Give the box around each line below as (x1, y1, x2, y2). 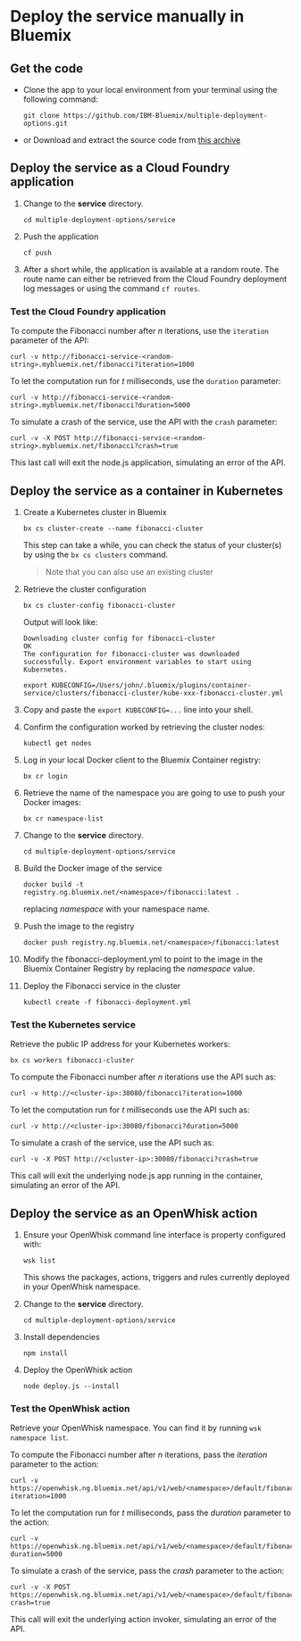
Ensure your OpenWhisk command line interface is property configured (22, 1229, 287, 1240)
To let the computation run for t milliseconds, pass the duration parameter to (10, 1507, 291, 1519)
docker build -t (22, 879, 84, 889)
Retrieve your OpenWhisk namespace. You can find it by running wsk (10, 1422, 262, 1434)
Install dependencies (22, 1332, 101, 1343)
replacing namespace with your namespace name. (22, 904, 211, 914)
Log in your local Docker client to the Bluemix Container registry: (22, 754, 262, 765)
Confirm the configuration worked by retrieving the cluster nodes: (22, 721, 266, 732)
